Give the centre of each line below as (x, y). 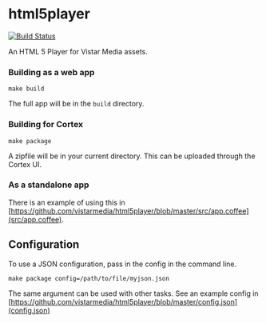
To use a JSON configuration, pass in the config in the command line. (123, 264)
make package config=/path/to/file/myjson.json (89, 278)
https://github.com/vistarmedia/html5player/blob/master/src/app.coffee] (130, 211)
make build (26, 89)
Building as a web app (52, 72)
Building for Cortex (46, 125)
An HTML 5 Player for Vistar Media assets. (78, 51)
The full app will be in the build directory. (76, 104)
